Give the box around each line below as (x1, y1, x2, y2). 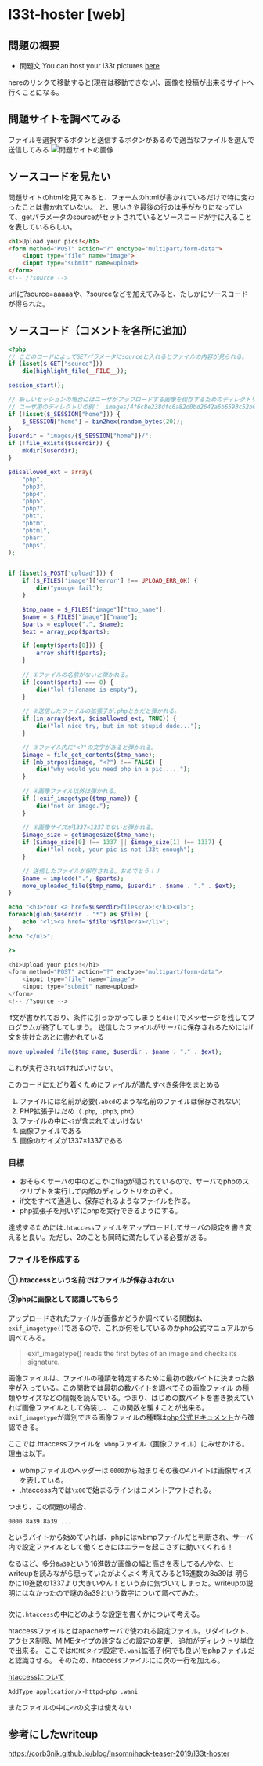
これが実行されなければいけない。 (8, 1062, 118, 1073)
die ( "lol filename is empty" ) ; (36, 686, 139, 693)
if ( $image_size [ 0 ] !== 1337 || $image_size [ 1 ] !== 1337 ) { (22, 839, 222, 846)
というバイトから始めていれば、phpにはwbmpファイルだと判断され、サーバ (8, 1532, 254, 1541)
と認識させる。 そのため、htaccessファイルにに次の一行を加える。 (8, 1655, 225, 1665)
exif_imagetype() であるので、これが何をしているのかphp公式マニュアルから (8, 1323, 254, 1333)
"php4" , (22, 490, 47, 498)
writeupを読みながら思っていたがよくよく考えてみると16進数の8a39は (8, 1568, 233, 1578)
